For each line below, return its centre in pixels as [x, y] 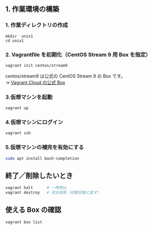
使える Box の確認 [33, 210]
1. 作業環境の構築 [32, 9]
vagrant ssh [18, 133]
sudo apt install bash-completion [42, 158]
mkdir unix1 [19, 36]
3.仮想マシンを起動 [29, 97]
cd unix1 [15, 41]
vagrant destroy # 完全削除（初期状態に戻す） [53, 193]
